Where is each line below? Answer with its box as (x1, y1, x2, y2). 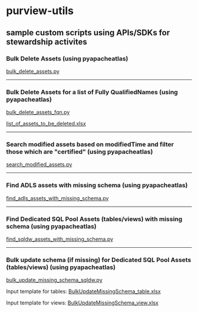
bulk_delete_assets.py (6, 68, 60, 75)
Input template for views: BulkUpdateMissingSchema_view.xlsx (6, 299, 159, 307)
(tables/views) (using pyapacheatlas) (6, 263, 116, 271)
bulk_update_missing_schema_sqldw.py (6, 277, 103, 284)
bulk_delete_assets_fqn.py (6, 109, 70, 116)
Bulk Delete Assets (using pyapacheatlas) (6, 54, 128, 62)
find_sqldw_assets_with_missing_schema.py (6, 235, 114, 243)
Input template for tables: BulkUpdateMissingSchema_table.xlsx (6, 288, 161, 295)
